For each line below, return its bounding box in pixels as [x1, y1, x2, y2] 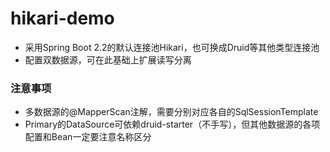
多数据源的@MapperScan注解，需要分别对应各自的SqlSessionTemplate [24, 106, 319, 118]
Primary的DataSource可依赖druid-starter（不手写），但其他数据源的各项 [24, 118, 321, 131]
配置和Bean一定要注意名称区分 [24, 131, 152, 143]
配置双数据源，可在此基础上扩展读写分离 [24, 53, 192, 66]
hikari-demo [10, 7, 115, 30]
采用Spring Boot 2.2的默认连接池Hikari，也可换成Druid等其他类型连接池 [24, 41, 320, 53]
